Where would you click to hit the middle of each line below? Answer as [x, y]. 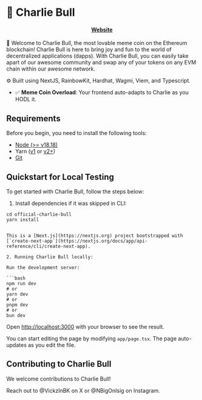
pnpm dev [17, 305]
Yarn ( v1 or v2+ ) [35, 151]
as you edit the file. [52, 345]
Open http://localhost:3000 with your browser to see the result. [86, 327]
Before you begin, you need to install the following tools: [76, 133]
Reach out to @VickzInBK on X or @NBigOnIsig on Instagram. [83, 390]
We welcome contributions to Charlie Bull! [59, 379]
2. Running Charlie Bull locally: [50, 257]
